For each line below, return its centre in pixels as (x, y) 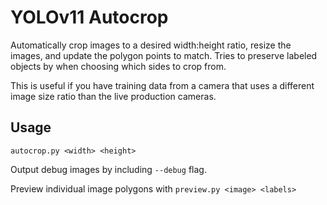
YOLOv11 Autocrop (89, 17)
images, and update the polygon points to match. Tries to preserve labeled (164, 55)
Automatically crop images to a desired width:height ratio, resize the (151, 45)
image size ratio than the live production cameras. (113, 96)
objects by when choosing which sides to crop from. (118, 66)
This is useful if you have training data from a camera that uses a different (162, 85)
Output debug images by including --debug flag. (108, 169)
